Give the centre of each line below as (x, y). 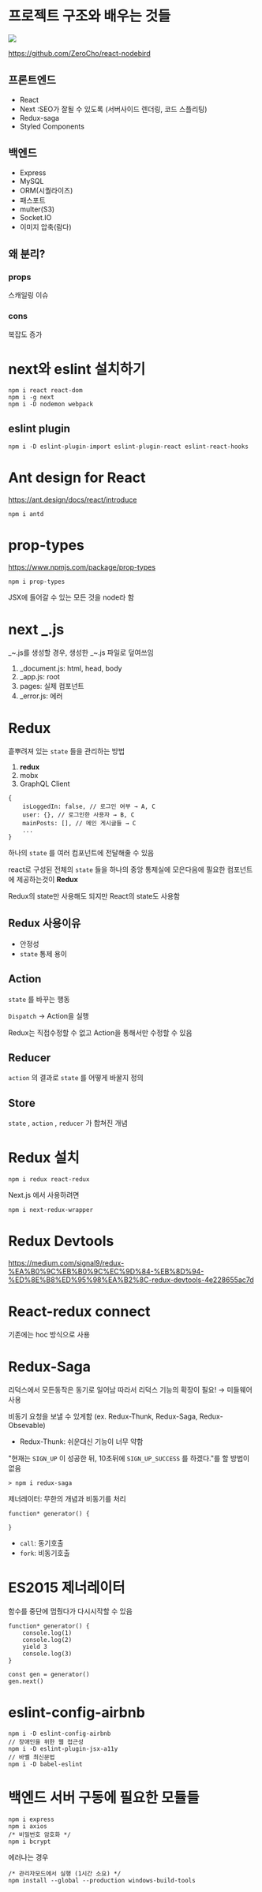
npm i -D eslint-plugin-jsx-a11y (63, 1748)
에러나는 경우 (28, 1857)
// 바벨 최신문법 (32, 1757)
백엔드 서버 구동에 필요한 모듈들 (104, 1798)
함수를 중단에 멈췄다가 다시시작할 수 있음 (70, 1611)
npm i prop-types (37, 582)
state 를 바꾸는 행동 (39, 999)
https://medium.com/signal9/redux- (66, 1263)
